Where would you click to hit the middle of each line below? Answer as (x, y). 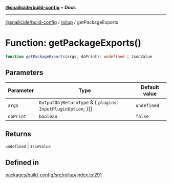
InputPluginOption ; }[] (66, 108)
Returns (18, 134)
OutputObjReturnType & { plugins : (78, 102)
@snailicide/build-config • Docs (40, 7)
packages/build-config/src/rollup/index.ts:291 (53, 175)
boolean (48, 116)
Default (150, 87)
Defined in (22, 162)
